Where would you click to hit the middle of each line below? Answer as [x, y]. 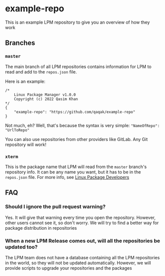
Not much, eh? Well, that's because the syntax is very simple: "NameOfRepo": [82, 125]
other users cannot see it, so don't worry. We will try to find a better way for [82, 223]
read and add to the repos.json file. [41, 71]
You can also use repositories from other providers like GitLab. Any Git [76, 139]
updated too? [21, 247]
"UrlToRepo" [17, 130]
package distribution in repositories [41, 228]
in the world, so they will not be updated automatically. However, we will [78, 263]
